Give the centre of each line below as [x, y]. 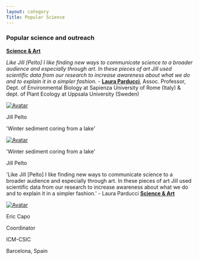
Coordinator [21, 228]
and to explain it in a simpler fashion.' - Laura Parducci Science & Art [91, 193]
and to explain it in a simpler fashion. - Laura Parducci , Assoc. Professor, [96, 81]
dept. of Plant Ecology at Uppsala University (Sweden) [73, 94]
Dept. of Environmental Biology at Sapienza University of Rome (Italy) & [94, 87]
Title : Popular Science [36, 17]
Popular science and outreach [50, 38]
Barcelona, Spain [27, 251]
